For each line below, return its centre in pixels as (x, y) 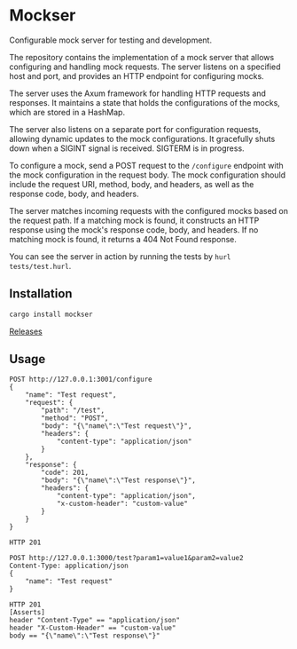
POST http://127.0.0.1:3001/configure (81, 380)
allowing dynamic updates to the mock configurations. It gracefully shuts (142, 139)
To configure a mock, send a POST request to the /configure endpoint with (146, 165)
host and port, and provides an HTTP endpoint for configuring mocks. (137, 75)
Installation (41, 294)
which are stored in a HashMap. (67, 112)
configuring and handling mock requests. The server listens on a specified (145, 67)
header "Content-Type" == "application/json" (94, 621)
